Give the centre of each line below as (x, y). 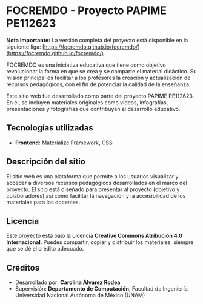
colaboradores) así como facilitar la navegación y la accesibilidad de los (96, 195)
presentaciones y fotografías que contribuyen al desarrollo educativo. (93, 109)
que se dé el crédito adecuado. (45, 249)
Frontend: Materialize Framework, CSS (64, 143)
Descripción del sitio (46, 162)
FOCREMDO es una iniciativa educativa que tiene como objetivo (86, 65)
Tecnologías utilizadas (50, 128)
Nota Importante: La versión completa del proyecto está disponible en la (97, 40)
